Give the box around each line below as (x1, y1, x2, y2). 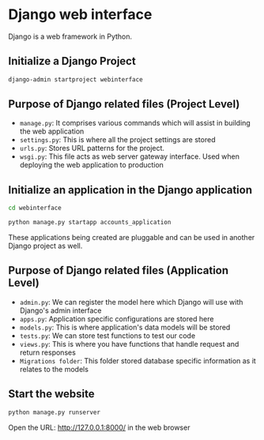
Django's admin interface (19, 306, 102, 315)
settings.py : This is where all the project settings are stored (19, 135, 216, 145)
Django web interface (8, 6, 153, 24)
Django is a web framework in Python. (8, 32, 133, 41)
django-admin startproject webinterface (8, 75, 144, 84)
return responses (19, 348, 77, 357)
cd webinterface (8, 204, 62, 212)
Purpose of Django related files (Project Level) (8, 97, 240, 111)
